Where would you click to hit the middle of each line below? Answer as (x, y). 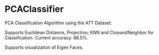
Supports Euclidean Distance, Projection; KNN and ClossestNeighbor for (79, 32)
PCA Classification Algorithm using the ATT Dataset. (58, 23)
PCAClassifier (34, 9)
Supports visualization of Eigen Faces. (44, 47)
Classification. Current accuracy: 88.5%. (46, 38)
